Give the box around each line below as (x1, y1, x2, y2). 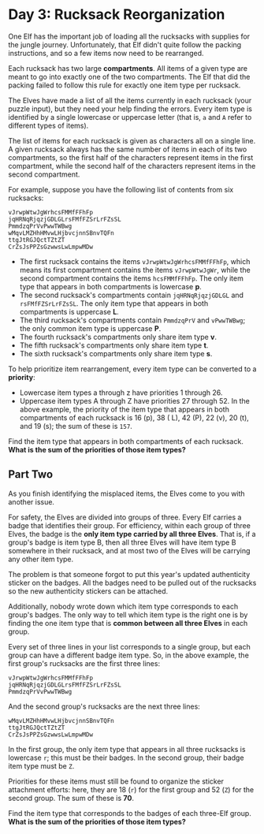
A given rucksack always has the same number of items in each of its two (8, 144, 247, 154)
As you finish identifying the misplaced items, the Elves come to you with (8, 489, 246, 498)
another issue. (8, 497, 55, 506)
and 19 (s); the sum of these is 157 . (19, 421, 132, 430)
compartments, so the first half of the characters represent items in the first (8, 152, 254, 162)
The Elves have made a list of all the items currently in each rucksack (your (8, 95, 252, 105)
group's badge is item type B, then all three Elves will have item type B (8, 538, 236, 547)
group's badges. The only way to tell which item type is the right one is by (8, 609, 248, 620)
